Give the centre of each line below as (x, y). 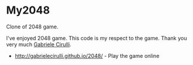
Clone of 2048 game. (32, 27)
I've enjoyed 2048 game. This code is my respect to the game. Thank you (97, 38)
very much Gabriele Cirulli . (39, 44)
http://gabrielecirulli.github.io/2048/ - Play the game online (87, 56)
